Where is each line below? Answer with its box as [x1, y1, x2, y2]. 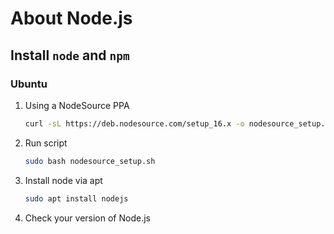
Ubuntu [10, 77, 48, 91]
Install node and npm [10, 47, 130, 64]
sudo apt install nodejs [24, 193, 129, 204]
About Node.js [10, 7, 133, 30]
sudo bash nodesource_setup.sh [24, 156, 156, 166]
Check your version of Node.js [24, 212, 151, 224]
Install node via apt [24, 174, 103, 186]
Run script [24, 137, 68, 149]
